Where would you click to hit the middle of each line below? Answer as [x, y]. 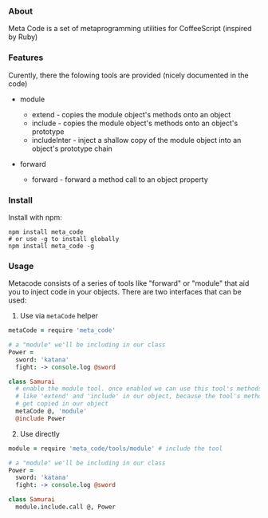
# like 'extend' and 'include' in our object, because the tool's [128, 397]
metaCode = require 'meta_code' [62, 330]
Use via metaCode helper [59, 316]
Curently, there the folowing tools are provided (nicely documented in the [128, 75]
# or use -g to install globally [64, 239]
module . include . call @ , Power [65, 507]
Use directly [39, 433]
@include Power [41, 418]
